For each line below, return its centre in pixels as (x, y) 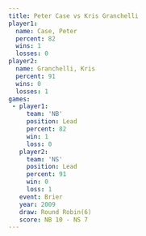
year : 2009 (38, 204)
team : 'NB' (44, 114)
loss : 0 (39, 144)
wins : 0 (29, 84)
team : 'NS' (44, 159)
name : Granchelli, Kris (55, 69)
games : (19, 99)
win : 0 (37, 182)
